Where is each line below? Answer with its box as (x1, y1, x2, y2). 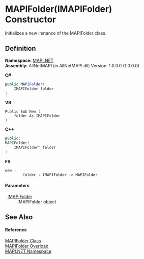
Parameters (5, 183, 29, 189)
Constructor (5, 14, 57, 25)
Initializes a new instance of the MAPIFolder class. (5, 30, 107, 36)
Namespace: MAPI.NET (5, 58, 54, 63)
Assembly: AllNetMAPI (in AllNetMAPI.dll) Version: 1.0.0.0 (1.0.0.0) (5, 62, 140, 68)
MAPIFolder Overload (5, 243, 49, 249)
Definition (5, 44, 36, 53)
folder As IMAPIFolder (14, 114, 60, 118)
